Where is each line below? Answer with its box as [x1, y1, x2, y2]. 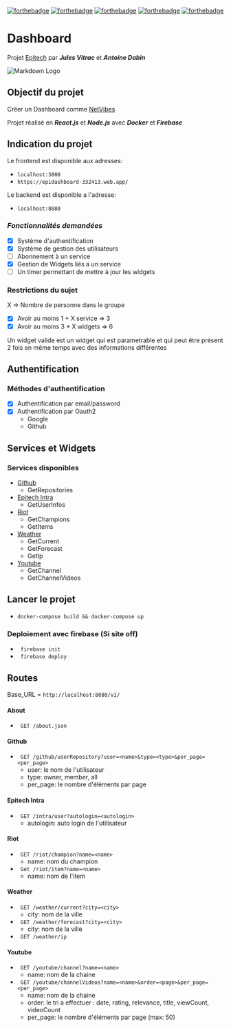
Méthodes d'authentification [7, 384, 105, 393]
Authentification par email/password [16, 399, 120, 408]
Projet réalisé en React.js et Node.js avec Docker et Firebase [7, 118, 183, 127]
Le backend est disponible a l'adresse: [7, 190, 117, 199]
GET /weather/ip [20, 934, 67, 941]
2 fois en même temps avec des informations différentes [7, 343, 167, 351]
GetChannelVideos [27, 574, 81, 582]
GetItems [27, 523, 54, 531]
